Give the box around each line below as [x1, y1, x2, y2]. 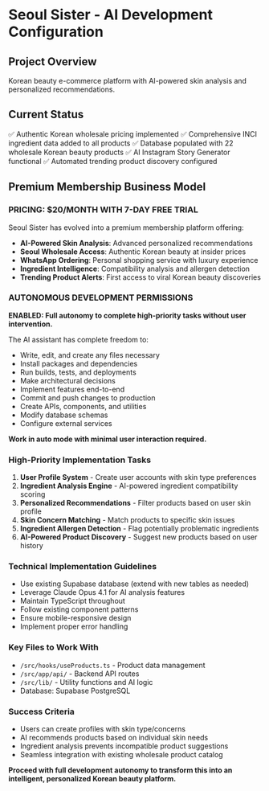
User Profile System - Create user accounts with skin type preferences [19, 473, 257, 482]
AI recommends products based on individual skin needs [19, 732, 209, 742]
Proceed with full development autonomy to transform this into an [8, 765, 233, 775]
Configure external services [19, 418, 112, 428]
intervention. [8, 319, 53, 329]
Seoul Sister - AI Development [8, 6, 213, 24]
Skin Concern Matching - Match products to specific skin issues [19, 515, 235, 525]
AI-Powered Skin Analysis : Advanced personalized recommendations [19, 238, 254, 248]
